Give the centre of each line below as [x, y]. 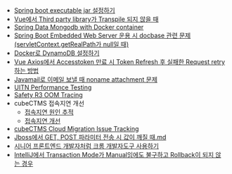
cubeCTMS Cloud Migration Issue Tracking [76, 129]
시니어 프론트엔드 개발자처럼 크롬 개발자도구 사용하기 [86, 146]
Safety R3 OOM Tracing [48, 95]
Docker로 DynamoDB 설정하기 [57, 53]
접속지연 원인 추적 [49, 112]
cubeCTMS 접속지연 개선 [49, 103]
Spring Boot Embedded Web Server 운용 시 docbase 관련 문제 [102, 35]
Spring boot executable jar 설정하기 [64, 10]
